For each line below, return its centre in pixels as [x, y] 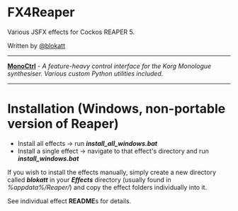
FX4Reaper [41, 12]
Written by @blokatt [36, 45]
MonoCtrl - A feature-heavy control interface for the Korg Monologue [109, 66]
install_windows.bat [48, 158]
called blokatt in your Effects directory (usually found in [89, 179]
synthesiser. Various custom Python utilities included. [85, 73]
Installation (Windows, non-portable [117, 109]
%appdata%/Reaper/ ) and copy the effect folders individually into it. [107, 187]
